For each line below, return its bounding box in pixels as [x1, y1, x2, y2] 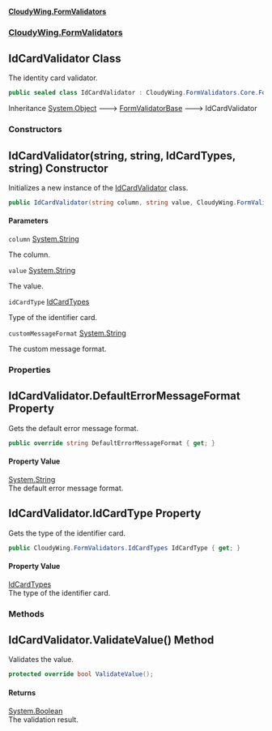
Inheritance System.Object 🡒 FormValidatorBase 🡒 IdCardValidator [8, 104, 257, 113]
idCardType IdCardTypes [8, 297, 90, 307]
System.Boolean [8, 706, 63, 716]
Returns [8, 687, 36, 697]
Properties [8, 364, 51, 375]
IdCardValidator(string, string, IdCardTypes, [8, 148, 236, 162]
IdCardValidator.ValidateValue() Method [8, 633, 215, 648]
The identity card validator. [8, 73, 99, 83]
